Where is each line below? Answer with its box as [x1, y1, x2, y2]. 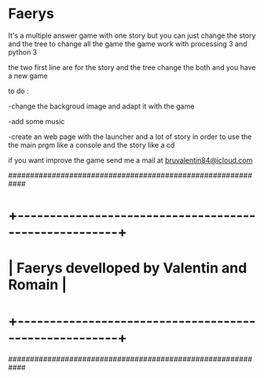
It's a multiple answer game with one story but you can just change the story [8, 31, 256, 40]
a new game [8, 71, 49, 80]
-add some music [8, 116, 65, 126]
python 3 [8, 47, 38, 57]
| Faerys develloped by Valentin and [8, 259, 247, 277]
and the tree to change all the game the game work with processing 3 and [8, 39, 247, 48]
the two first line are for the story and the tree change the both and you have [8, 62, 256, 72]
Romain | [8, 276, 68, 294]
